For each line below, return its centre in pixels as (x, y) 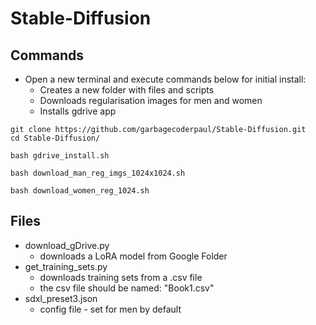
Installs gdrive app (78, 111)
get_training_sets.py (66, 266)
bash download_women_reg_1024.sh (80, 191)
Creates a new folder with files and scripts (127, 90)
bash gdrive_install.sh (60, 156)
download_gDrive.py (67, 245)
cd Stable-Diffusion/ (55, 138)
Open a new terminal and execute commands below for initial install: (165, 79)
